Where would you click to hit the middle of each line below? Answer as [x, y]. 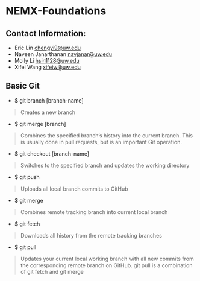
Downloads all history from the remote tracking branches [91, 235]
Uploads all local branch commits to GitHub [74, 189]
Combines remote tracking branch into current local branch [94, 212]
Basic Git [23, 86]
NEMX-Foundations [56, 11]
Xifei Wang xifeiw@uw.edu [47, 67]
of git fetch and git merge [52, 271]
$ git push [27, 177]
